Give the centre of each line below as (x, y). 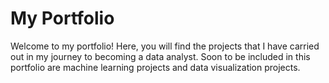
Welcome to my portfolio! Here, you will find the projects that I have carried (165, 46)
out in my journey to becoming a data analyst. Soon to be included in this (160, 56)
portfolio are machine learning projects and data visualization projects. (155, 67)
